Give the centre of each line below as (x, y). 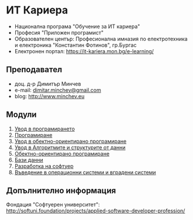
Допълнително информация (61, 190)
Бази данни (29, 160)
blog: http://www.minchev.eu (49, 96)
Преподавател (34, 70)
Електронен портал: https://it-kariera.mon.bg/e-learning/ (84, 51)
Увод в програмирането (44, 129)
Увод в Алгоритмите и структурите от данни (70, 147)
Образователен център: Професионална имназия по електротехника (101, 39)
